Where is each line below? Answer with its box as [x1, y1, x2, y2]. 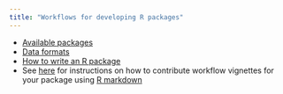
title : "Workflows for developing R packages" [9, 12, 184, 22]
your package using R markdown [21, 74, 143, 84]
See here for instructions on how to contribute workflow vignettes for [21, 65, 274, 76]
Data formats [21, 46, 70, 57]
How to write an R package [21, 55, 121, 66]
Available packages [21, 37, 94, 47]
